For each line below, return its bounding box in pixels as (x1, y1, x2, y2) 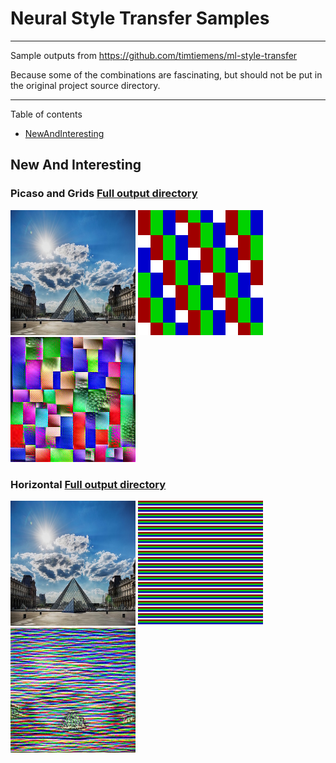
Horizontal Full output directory (10, 477, 167, 491)
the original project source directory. (10, 79, 161, 91)
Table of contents (10, 108, 83, 120)
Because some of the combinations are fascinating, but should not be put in (10, 68, 323, 81)
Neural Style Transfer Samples (10, 7, 270, 30)
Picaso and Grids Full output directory (10, 187, 198, 201)
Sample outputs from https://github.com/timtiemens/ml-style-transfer (10, 49, 298, 61)
